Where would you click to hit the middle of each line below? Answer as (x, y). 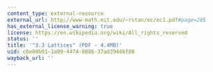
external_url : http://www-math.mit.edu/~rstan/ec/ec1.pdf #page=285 (107, 20)
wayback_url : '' (31, 58)
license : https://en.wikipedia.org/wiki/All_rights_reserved (97, 33)
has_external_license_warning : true (60, 26)
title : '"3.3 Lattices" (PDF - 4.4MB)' (65, 45)
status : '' (23, 39)
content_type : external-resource (56, 13)
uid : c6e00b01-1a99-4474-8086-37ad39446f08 (71, 52)
